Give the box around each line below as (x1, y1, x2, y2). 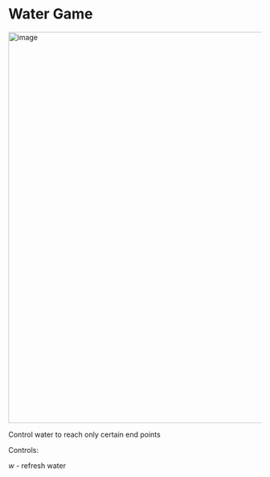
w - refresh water (8, 460, 67, 471)
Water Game (8, 5, 93, 23)
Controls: (8, 445, 39, 454)
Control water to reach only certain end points (8, 430, 161, 439)
